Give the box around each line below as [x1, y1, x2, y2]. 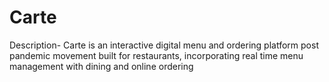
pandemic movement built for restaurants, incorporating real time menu [9, 49, 304, 61]
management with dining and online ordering [9, 60, 194, 72]
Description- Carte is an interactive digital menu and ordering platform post [9, 39, 319, 51]
